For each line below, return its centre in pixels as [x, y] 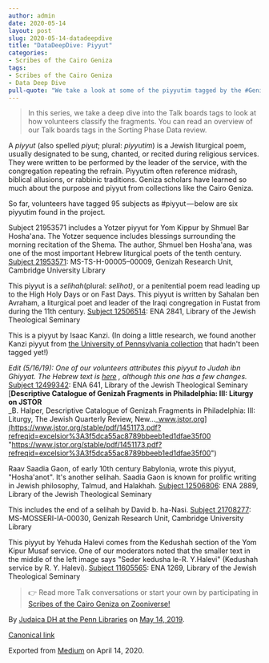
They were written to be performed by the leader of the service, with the [128, 163]
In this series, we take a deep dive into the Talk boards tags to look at [142, 113]
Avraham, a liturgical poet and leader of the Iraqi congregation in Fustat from [134, 303]
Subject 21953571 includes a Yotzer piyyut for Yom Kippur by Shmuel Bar [129, 228]
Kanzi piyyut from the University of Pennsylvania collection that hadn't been [134, 344]
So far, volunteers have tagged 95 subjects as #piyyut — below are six [123, 204]
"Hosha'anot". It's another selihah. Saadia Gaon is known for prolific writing [132, 477]
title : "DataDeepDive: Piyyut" [60, 46]
